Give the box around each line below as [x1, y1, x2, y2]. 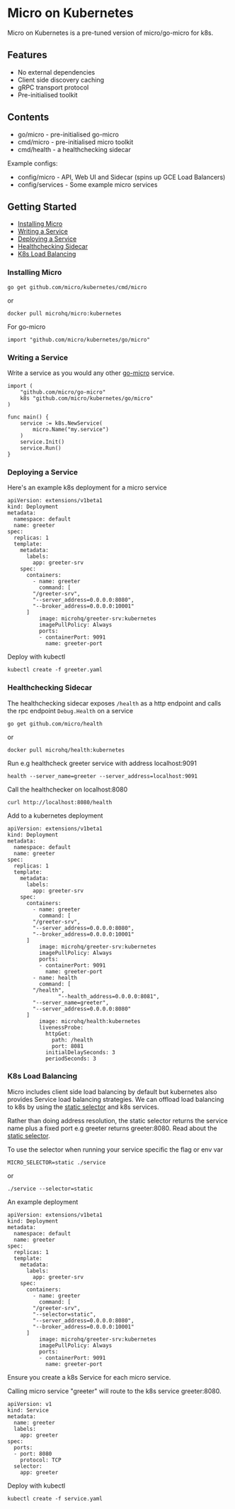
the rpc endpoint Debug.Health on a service [7, 706, 133, 715]
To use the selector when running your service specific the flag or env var [7, 1145, 223, 1154]
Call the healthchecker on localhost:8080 [7, 785, 128, 794]
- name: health [33, 974, 78, 981]
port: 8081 [52, 1042, 84, 1049]
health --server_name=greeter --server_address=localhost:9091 [7, 772, 198, 779]
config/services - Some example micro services [17, 180, 158, 189]
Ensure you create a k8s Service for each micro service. [7, 1373, 171, 1381]
